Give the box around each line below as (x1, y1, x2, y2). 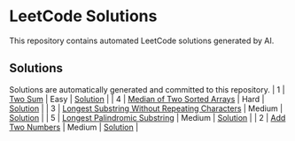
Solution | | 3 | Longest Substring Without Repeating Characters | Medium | (9, 103, 283, 114)
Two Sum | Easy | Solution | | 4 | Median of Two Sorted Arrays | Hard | (9, 93, 265, 104)
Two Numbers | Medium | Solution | (9, 122, 139, 132)
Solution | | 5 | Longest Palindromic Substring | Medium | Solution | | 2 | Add (9, 112, 286, 122)
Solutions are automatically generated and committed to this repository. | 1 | (9, 84, 285, 94)
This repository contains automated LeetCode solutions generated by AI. (9, 35, 275, 46)
